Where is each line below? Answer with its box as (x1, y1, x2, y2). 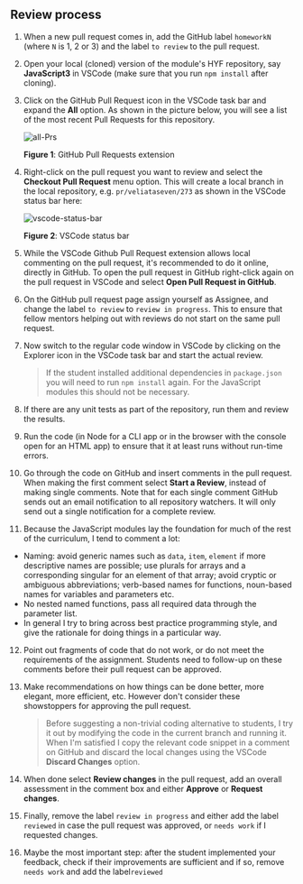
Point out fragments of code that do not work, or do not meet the (23, 644, 265, 655)
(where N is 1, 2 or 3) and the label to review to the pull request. (23, 41, 261, 51)
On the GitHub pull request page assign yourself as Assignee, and (23, 293, 269, 305)
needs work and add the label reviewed (23, 866, 163, 877)
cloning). (23, 77, 57, 88)
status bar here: (23, 195, 83, 206)
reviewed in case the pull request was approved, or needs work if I (23, 820, 267, 831)
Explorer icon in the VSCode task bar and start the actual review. (23, 349, 264, 360)
